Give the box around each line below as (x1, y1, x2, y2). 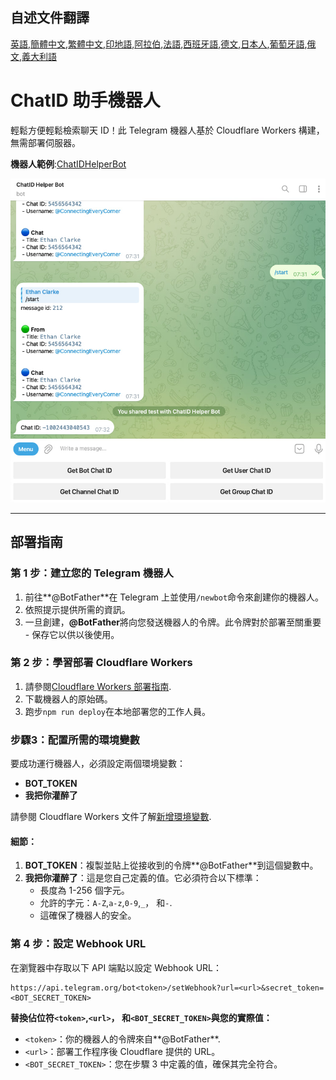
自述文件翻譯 (10, 9, 90, 27)
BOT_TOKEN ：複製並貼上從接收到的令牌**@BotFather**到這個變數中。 (24, 859, 319, 872)
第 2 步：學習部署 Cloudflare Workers (10, 656, 193, 670)
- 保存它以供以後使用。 (24, 628, 120, 640)
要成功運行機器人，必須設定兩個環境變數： (10, 758, 186, 770)
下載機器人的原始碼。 (24, 693, 113, 705)
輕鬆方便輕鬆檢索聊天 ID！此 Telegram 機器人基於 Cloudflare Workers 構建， (10, 124, 325, 136)
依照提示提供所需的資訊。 (24, 603, 131, 615)
